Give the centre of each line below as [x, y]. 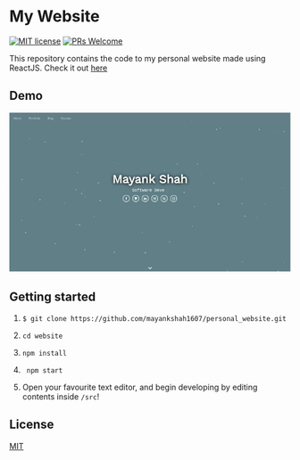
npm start [45, 370]
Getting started [53, 296]
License [32, 425]
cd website [42, 336]
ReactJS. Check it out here [58, 68]
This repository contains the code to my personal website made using [137, 58]
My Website [54, 16]
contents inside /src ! [61, 396]
